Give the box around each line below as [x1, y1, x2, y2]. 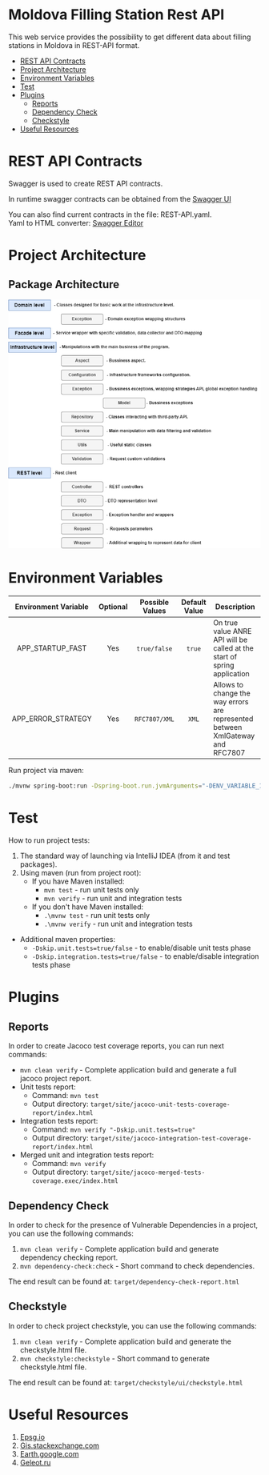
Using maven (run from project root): [19, 868, 142, 878]
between [213, 722, 243, 731]
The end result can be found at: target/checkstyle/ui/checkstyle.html [8, 1377, 243, 1387]
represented [213, 714, 254, 723]
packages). [19, 860, 58, 869]
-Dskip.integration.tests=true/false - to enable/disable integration [31, 952, 259, 961]
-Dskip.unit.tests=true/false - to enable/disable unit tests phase [31, 943, 251, 953]
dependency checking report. [19, 1253, 118, 1262]
